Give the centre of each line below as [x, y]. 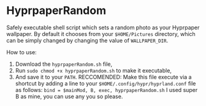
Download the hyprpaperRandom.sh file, [63, 64]
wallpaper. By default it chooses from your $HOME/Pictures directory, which [101, 34]
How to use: [21, 52]
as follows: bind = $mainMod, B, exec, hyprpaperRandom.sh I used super [106, 90]
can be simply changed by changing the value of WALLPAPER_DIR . [87, 40]
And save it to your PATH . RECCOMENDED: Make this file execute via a [103, 77]
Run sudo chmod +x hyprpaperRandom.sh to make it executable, [93, 70]
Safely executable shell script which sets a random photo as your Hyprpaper [103, 27]
